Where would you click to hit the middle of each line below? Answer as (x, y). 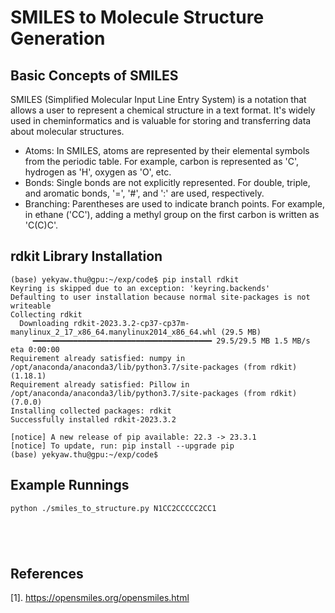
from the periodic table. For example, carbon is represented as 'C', (162, 161)
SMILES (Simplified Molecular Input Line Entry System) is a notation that (158, 99)
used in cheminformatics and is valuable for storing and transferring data (161, 120)
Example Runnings (70, 485)
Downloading (44, 323)
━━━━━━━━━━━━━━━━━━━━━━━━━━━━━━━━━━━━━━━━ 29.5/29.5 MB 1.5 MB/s (171, 341)
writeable (31, 306)
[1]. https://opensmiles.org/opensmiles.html (100, 598)
